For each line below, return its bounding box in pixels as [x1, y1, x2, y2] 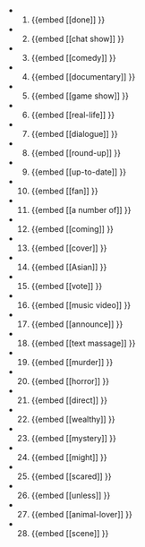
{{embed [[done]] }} [30, 14, 106, 25]
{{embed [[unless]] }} [30, 490, 111, 500]
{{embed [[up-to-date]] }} [30, 167, 127, 177]
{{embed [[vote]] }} [30, 281, 103, 291]
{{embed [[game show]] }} [30, 90, 130, 101]
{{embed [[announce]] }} [30, 319, 124, 329]
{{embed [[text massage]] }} [30, 338, 136, 348]
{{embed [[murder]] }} [30, 357, 114, 367]
